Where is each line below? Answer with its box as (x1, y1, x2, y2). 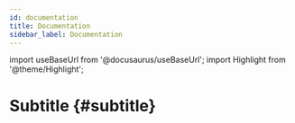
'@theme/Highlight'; (9, 64, 84, 75)
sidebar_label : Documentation (9, 30, 124, 39)
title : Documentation (9, 22, 91, 31)
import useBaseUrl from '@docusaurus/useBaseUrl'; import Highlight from (9, 55, 286, 66)
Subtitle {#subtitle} (9, 95, 156, 116)
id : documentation (9, 13, 78, 22)
